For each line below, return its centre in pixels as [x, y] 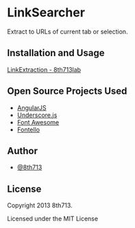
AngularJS [32, 107]
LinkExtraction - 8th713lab [44, 69]
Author [22, 151]
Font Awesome [38, 122]
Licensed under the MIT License [52, 219]
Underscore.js [37, 115]
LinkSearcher [46, 13]
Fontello [28, 129]
